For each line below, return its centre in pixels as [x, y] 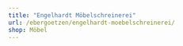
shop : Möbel [28, 30]
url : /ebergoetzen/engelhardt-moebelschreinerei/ [92, 23]
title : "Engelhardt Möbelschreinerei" [72, 15]
